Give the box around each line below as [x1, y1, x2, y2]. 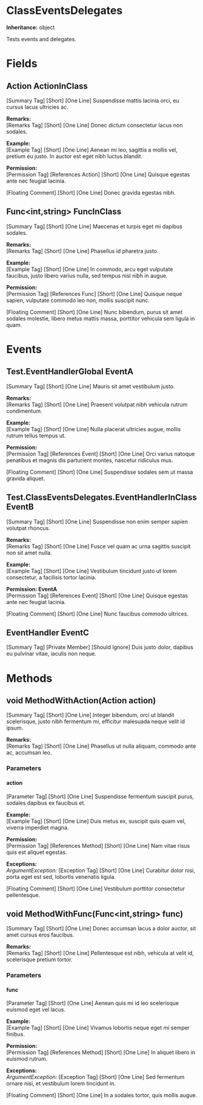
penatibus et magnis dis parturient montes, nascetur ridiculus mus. [6, 456, 173, 464]
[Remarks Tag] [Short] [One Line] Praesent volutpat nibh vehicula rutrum [6, 401, 188, 408]
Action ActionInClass [6, 81, 88, 91]
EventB [6, 502, 35, 512]
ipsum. [6, 724, 23, 731]
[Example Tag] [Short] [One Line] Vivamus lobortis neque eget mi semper [6, 1024, 190, 1032]
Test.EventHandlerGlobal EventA [6, 366, 134, 377]
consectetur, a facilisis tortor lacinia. [6, 574, 97, 581]
